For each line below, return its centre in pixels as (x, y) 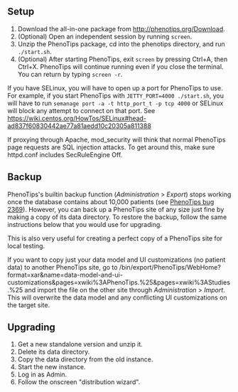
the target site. (29, 304)
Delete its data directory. (54, 352)
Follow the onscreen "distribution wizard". (79, 382)
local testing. (26, 245)
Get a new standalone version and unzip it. (80, 344)
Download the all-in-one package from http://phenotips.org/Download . (121, 28)
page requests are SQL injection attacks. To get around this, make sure (111, 147)
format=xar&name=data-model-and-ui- (65, 275)
